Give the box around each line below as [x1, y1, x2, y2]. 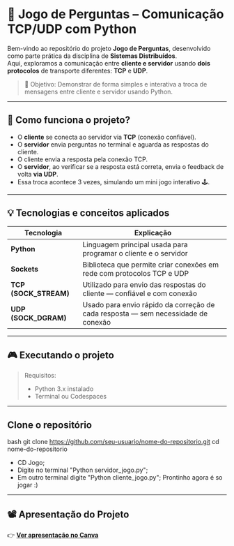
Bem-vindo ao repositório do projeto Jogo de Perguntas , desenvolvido [7, 44, 211, 52]
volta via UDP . [17, 170, 58, 178]
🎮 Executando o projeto [7, 349, 115, 361]
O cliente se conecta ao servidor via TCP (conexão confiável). [17, 133, 196, 141]
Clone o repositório [7, 419, 93, 431]
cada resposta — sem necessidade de [82, 309, 208, 318]
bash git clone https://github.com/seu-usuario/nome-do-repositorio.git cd [7, 438, 219, 446]
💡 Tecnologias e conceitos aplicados [7, 207, 170, 219]
